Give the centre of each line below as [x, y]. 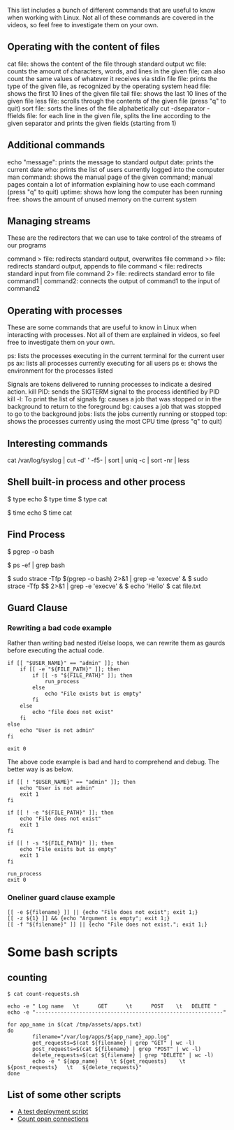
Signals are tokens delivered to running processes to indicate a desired [109, 385]
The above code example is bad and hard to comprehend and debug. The [114, 762]
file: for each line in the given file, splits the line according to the [119, 115]
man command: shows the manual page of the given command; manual [110, 177]
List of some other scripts [64, 1095]
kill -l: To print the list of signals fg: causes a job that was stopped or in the [115, 399]
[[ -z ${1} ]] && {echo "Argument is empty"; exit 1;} [89, 918]
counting [27, 978]
